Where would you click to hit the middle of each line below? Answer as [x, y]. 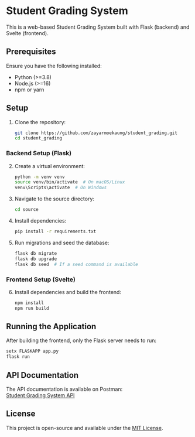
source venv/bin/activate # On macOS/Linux [70, 182]
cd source [27, 210]
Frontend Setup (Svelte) [41, 279]
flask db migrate [36, 253]
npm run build [32, 308]
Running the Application [51, 327]
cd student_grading [38, 138]
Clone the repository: [40, 122]
